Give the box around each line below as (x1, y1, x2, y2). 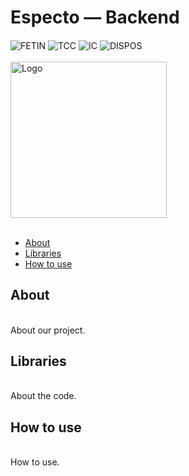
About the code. (10, 390, 77, 402)
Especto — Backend (10, 6, 180, 29)
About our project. (10, 324, 86, 336)
